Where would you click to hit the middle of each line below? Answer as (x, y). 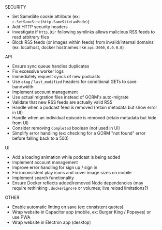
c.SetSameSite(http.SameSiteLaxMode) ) (51, 22)
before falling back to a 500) (40, 138)
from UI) (20, 123)
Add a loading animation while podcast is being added (66, 157)
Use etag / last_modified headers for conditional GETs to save (74, 82)
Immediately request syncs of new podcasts (56, 76)
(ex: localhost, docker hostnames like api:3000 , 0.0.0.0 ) (68, 47)
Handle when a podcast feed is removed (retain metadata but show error (85, 107)
